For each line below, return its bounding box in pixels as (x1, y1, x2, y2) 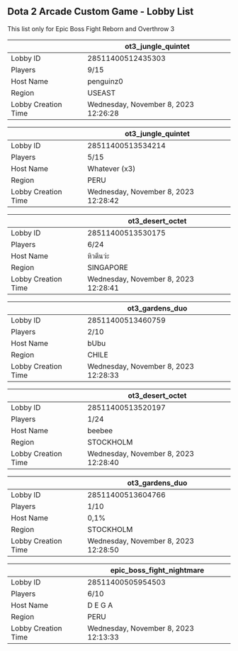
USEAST (87, 88, 116, 98)
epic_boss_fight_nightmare (110, 565, 205, 575)
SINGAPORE (87, 262, 129, 272)
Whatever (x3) (87, 163, 136, 173)
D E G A (87, 600, 113, 610)
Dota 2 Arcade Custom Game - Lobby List (7, 6, 194, 18)
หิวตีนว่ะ (87, 251, 110, 261)
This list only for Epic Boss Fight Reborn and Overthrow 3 (7, 24, 175, 33)
